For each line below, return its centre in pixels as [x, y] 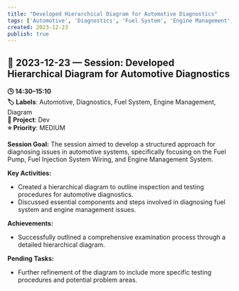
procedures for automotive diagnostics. [75, 195]
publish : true [28, 34]
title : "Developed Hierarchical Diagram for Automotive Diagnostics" [113, 14]
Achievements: [30, 223]
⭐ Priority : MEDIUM [36, 128]
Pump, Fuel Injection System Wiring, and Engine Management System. [111, 159]
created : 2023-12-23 [38, 27]
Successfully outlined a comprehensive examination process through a [122, 237]
